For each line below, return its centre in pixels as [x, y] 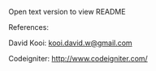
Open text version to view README [67, 12]
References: [28, 27]
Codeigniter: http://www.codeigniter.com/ [78, 58]
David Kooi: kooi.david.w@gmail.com [70, 43]
